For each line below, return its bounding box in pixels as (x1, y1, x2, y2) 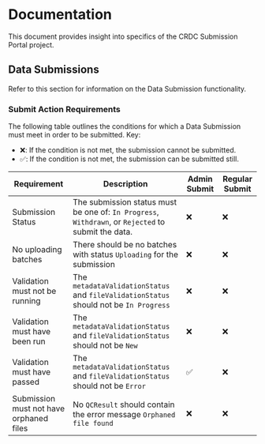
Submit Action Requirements (8, 103, 121, 115)
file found (73, 419, 114, 428)
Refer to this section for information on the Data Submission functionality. (8, 84, 247, 93)
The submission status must (73, 197, 177, 208)
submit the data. (73, 227, 132, 238)
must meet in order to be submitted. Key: (8, 130, 141, 140)
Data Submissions (8, 63, 100, 77)
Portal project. (8, 40, 54, 49)
